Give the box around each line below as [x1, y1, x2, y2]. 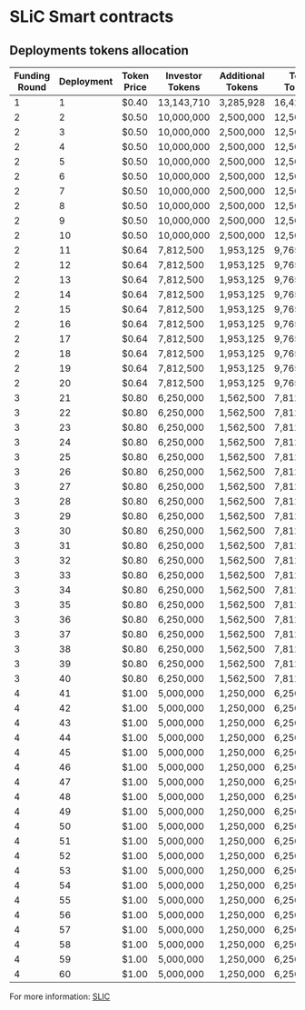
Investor [165, 70, 202, 82]
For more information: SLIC [9, 991, 111, 1002]
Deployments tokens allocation [9, 43, 189, 58]
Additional [219, 70, 265, 82]
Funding [14, 70, 51, 82]
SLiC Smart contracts [9, 6, 174, 27]
